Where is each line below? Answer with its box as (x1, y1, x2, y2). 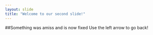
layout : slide (5, 7, 34, 12)
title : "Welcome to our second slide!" (5, 12, 86, 16)
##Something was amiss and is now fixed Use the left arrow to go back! (5, 24, 149, 30)
